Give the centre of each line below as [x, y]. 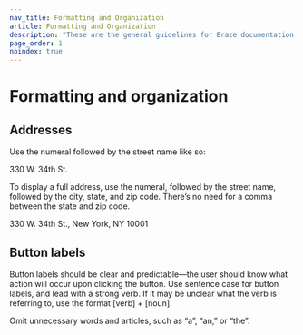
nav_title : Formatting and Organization [87, 18]
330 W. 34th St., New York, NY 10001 [79, 224]
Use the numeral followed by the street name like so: [108, 152]
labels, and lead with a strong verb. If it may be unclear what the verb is [143, 293]
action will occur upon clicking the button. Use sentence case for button [144, 283]
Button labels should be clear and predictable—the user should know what [149, 274]
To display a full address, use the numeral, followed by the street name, [143, 187]
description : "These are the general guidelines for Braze [123, 34]
